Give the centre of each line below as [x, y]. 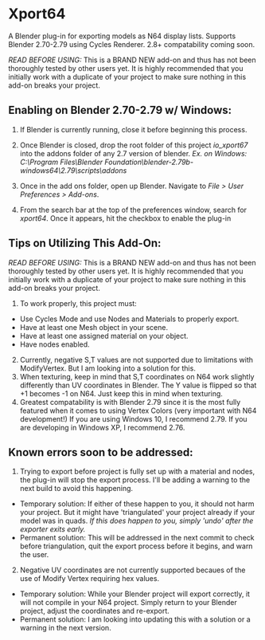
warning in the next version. [65, 628]
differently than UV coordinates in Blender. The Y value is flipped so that [138, 385]
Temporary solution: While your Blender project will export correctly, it [135, 594]
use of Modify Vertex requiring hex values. [90, 579]
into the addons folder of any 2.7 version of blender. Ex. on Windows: [133, 153]
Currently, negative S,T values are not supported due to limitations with [136, 359]
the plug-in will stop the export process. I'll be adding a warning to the [135, 480]
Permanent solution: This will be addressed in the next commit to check [137, 538]
